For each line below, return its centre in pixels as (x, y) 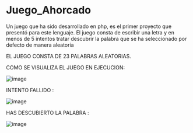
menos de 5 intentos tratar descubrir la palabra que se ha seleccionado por (96, 38)
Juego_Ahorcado (49, 10)
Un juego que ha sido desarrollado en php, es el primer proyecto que (89, 26)
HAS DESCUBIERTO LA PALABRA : (48, 113)
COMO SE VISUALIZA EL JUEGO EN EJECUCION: (66, 67)
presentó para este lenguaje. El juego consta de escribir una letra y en (90, 32)
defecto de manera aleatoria (40, 45)
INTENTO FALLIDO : (30, 90)
